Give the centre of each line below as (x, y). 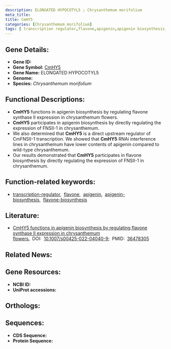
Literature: (22, 215)
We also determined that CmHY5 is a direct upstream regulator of (82, 133)
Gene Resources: (33, 272)
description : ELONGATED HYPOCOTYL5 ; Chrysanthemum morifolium (74, 10)
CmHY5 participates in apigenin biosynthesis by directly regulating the (87, 122)
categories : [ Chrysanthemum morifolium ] (49, 24)
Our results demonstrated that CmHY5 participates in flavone (77, 155)
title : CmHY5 (19, 19)
